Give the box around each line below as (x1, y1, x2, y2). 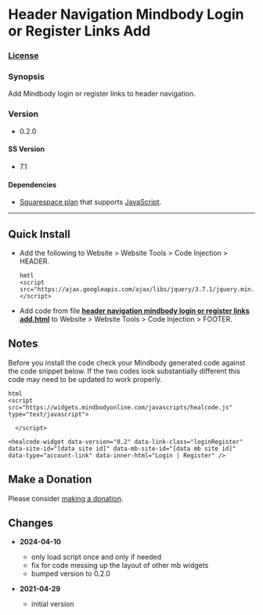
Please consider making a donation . (8, 493, 124, 503)
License (8, 50, 39, 61)
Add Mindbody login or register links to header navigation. (8, 89, 196, 99)
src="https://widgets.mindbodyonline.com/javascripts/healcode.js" (8, 403, 233, 411)
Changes (8, 516, 53, 529)
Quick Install (8, 227, 70, 241)
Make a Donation (8, 473, 92, 486)
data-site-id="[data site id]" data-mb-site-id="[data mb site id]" (8, 445, 236, 453)
